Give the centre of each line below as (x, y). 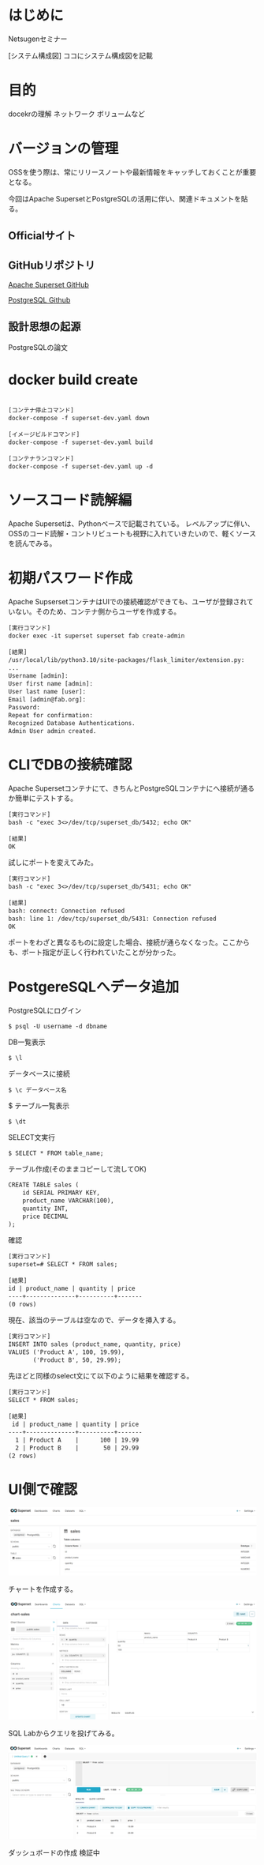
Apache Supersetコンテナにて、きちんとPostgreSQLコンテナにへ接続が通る (131, 788)
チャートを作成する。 (43, 1589)
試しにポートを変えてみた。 (53, 862)
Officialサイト (42, 236)
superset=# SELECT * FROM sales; (63, 1264)
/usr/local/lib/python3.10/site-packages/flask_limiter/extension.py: (126, 660)
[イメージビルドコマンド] (44, 434)
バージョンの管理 (63, 149)
